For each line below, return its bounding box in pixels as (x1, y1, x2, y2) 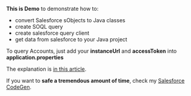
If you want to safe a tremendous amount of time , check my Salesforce (6, 77, 185, 84)
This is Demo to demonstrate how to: (6, 5, 99, 12)
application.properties (6, 54, 64, 61)
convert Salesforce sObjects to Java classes (14, 17, 125, 23)
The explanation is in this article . (6, 65, 87, 73)
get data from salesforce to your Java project (14, 36, 128, 43)
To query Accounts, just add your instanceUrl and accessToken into (6, 47, 177, 55)
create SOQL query (14, 23, 63, 30)
